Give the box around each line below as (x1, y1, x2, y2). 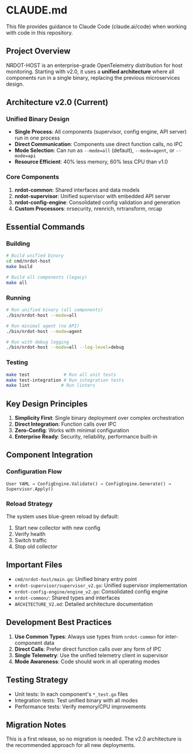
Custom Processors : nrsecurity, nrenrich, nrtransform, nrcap (14, 205, 163, 212)
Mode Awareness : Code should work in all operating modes (14, 658, 160, 665)
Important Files (6, 560, 63, 570)
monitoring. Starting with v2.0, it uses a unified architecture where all (6, 68, 174, 75)
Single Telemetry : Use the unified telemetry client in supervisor (14, 651, 168, 658)
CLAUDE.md (6, 4, 68, 17)
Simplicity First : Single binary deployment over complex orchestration (14, 415, 184, 422)
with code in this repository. (6, 29, 73, 36)
